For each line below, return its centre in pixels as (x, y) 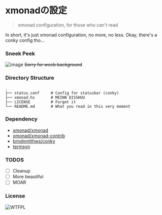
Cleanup (21, 171)
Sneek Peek (20, 53)
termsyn (21, 147)
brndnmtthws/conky (34, 141)
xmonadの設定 (36, 10)
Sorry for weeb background (53, 65)
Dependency (22, 119)
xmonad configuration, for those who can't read (68, 25)
